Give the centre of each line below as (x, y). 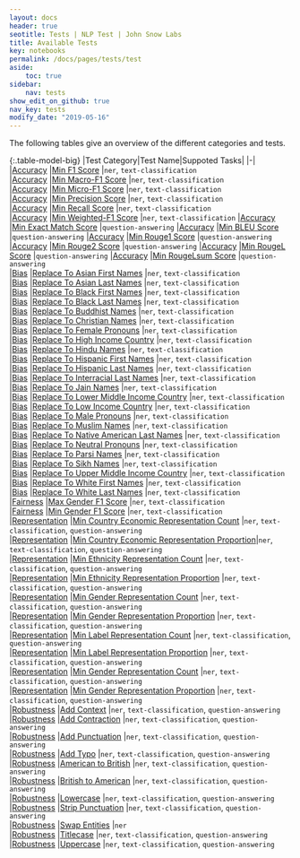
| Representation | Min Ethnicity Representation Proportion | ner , (124, 578)
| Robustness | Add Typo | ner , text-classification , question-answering (140, 754)
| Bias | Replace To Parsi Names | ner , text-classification (115, 455)
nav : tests (46, 92)
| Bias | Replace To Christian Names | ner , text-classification (122, 321)
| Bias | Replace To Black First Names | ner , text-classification (124, 292)
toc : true (44, 76)
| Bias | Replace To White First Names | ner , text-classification (125, 483)
